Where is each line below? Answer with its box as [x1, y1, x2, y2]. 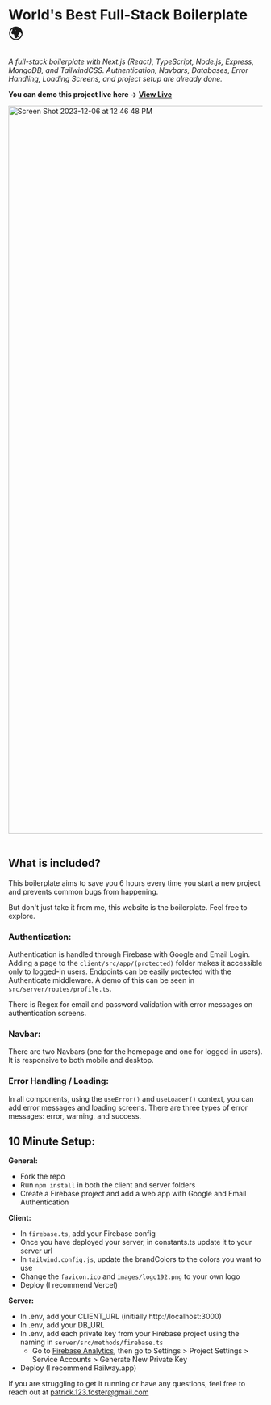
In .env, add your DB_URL [19, 1320, 105, 1330]
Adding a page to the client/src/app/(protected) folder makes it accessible [8, 959, 263, 968]
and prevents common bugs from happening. [8, 887, 159, 896]
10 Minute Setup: [8, 1135, 95, 1149]
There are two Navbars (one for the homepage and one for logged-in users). [8, 1047, 263, 1056]
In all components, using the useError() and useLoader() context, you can [8, 1094, 254, 1103]
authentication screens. [8, 1009, 87, 1018]
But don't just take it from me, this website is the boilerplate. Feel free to [8, 902, 248, 912]
